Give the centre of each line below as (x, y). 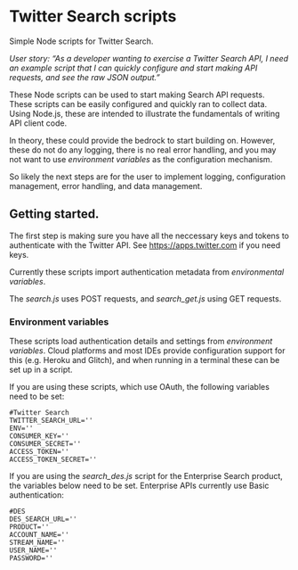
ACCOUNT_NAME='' (39, 535)
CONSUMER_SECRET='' (45, 444)
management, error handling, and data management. (106, 186)
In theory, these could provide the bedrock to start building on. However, (142, 140)
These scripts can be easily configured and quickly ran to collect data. (138, 103)
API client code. (38, 123)
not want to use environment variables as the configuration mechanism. (141, 159)
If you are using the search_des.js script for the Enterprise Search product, (146, 476)
